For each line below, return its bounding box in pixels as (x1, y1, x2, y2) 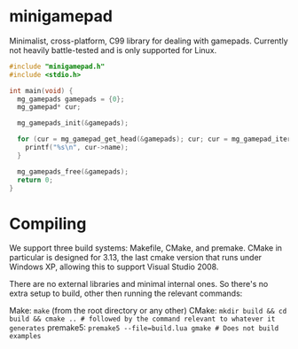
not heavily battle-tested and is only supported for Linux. (9, 44, 217, 55)
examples (9, 332, 42, 341)
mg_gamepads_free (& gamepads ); (17, 167, 129, 176)
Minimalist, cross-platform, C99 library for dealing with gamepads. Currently (9, 35, 288, 46)
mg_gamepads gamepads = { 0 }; (17, 95, 125, 104)
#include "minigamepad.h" (9, 62, 105, 71)
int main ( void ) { (9, 86, 74, 95)
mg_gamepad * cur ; (17, 103, 82, 112)
